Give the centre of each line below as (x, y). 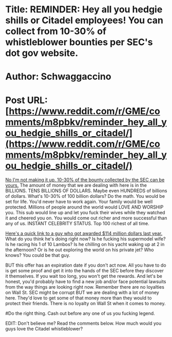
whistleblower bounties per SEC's (79, 42)
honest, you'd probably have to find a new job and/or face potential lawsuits (86, 282)
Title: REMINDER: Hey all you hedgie (84, 10)
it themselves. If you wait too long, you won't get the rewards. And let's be (84, 276)
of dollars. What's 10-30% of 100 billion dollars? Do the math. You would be (85, 196)
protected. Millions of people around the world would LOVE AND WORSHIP (84, 207)
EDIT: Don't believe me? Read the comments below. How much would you (83, 323)
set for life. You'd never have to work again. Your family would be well (79, 202)
